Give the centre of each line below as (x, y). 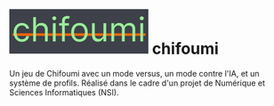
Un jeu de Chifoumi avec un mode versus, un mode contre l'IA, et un (134, 73)
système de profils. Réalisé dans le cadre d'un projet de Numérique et (137, 83)
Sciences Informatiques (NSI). (64, 92)
